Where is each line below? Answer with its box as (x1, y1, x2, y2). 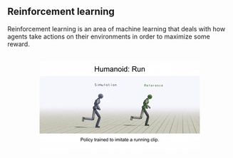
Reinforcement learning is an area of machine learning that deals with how (7, 24, 226, 33)
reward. (7, 39, 30, 48)
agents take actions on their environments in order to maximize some (7, 32, 210, 41)
